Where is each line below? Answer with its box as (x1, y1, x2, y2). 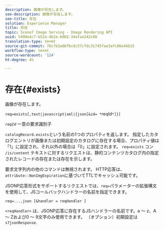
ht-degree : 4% (5, 57, 34, 62)
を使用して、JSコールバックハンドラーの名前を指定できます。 (5, 189, 130, 195)
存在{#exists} (5, 84, 61, 95)
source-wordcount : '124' (5, 52, 56, 58)
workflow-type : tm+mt (5, 48, 49, 53)
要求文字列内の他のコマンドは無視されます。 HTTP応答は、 (5, 166, 125, 172)
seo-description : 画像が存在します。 (5, 12, 75, 17)
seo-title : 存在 (5, 16, 37, 21)
